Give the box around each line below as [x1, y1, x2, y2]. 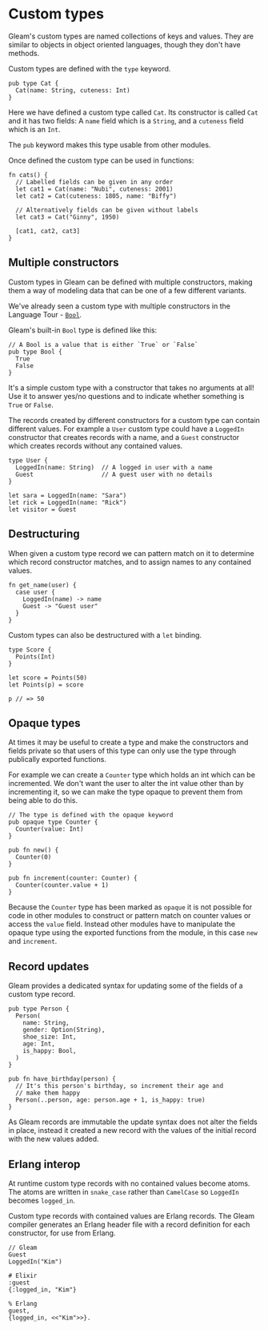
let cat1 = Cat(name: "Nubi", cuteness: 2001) [15, 185, 174, 193]
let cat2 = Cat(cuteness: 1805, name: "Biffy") [15, 191, 178, 200]
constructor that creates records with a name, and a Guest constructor [8, 432, 240, 441]
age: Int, [22, 1040, 56, 1048]
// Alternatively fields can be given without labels [15, 206, 198, 214]
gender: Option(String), [22, 1026, 106, 1034]
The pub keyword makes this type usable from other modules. [8, 139, 211, 149]
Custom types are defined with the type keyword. [8, 63, 171, 73]
